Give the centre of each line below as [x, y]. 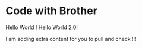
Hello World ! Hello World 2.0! [42, 27]
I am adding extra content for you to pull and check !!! [71, 39]
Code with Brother [51, 11]
